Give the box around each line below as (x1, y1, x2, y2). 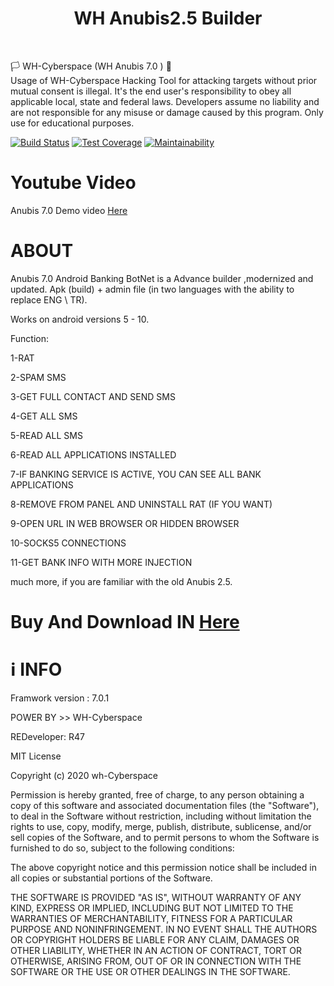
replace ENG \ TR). (10, 293, 88, 306)
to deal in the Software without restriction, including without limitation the (10, 810, 312, 822)
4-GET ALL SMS (10, 410, 78, 422)
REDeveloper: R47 (10, 730, 85, 742)
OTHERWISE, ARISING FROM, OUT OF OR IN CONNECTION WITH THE (10, 955, 302, 967)
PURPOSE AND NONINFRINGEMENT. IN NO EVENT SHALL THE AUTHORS (10, 923, 318, 935)
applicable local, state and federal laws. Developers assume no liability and (10, 95, 320, 107)
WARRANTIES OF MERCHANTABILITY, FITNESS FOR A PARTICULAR (10, 912, 293, 924)
